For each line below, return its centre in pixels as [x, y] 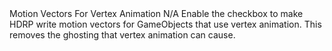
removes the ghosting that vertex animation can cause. [122, 35]
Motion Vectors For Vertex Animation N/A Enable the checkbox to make [156, 13]
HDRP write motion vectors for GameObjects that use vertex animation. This [165, 24]
